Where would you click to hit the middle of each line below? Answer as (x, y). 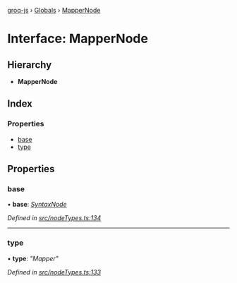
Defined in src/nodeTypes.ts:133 (54, 272)
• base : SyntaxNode (37, 205)
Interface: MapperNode (78, 39)
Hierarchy (30, 65)
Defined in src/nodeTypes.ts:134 (54, 218)
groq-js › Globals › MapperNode (54, 10)
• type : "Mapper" (33, 258)
